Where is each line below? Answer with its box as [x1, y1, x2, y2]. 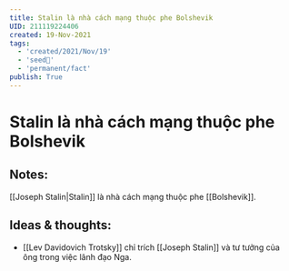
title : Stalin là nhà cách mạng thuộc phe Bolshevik [9, 13, 214, 23]
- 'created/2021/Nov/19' [17, 47, 112, 56]
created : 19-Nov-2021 [9, 30, 92, 39]
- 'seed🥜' [17, 55, 55, 65]
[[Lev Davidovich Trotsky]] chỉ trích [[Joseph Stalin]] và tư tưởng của [22, 242, 280, 253]
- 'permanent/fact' [17, 65, 92, 74]
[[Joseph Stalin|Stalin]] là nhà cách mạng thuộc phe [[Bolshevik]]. [9, 191, 256, 202]
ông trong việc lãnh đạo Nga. [22, 251, 132, 262]
